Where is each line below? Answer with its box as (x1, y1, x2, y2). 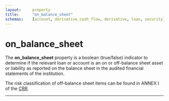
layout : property (5, 7, 51, 12)
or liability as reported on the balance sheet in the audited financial (5, 65, 144, 71)
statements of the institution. (5, 70, 64, 76)
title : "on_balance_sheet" (5, 12, 73, 17)
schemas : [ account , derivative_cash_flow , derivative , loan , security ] (5, 16, 165, 21)
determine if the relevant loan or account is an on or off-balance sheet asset (5, 60, 163, 66)
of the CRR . (5, 85, 29, 91)
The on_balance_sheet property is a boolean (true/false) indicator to (5, 54, 148, 60)
